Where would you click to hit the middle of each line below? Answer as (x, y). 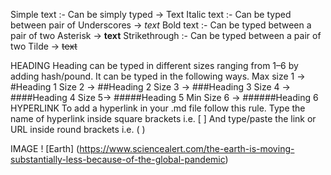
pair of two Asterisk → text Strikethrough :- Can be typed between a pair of (166, 35)
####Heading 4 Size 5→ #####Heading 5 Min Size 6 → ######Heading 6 (164, 97)
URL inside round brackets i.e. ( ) (78, 129)
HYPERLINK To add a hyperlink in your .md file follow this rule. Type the (158, 108)
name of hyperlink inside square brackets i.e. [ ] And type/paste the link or (163, 118)
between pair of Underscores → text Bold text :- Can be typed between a (161, 25)
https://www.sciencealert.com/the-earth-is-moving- (187, 148)
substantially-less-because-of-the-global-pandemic (118, 159)
